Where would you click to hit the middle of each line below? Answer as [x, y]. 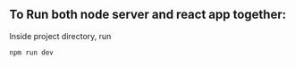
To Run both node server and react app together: [148, 15]
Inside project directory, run [60, 36]
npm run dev [31, 53]
